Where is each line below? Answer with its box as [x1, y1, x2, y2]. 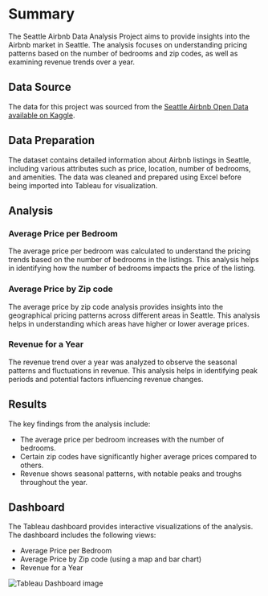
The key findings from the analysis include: [8, 419, 151, 429]
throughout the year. [19, 477, 88, 487]
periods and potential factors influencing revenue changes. [8, 374, 204, 384]
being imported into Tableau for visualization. [8, 180, 158, 190]
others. [19, 460, 44, 470]
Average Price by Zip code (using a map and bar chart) [19, 554, 202, 564]
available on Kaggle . [8, 110, 75, 120]
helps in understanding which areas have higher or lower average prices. [8, 319, 250, 328]
